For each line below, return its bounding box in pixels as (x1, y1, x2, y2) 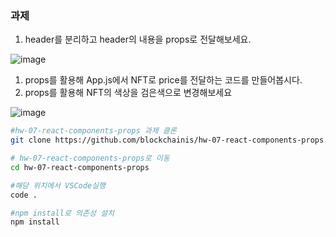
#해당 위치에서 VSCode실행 (10, 180, 106, 191)
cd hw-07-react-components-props (10, 162, 150, 172)
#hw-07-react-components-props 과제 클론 (10, 126, 177, 136)
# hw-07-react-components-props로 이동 (10, 153, 170, 164)
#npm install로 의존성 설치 (10, 208, 115, 218)
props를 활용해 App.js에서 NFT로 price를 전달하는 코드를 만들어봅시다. (24, 74, 303, 86)
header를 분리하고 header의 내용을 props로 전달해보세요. (24, 33, 252, 46)
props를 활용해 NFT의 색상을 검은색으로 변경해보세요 (24, 87, 233, 99)
